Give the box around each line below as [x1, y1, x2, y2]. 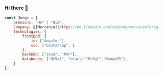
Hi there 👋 [4, 4, 29, 11]
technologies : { [13, 29, 47, 34]
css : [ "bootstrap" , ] [30, 43, 75, 48]
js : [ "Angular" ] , [30, 38, 67, 43]
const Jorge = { [4, 16, 38, 21]
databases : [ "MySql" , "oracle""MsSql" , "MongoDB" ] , [22, 56, 128, 62]
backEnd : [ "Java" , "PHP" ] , [22, 52, 77, 57]
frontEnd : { [22, 34, 47, 39]
